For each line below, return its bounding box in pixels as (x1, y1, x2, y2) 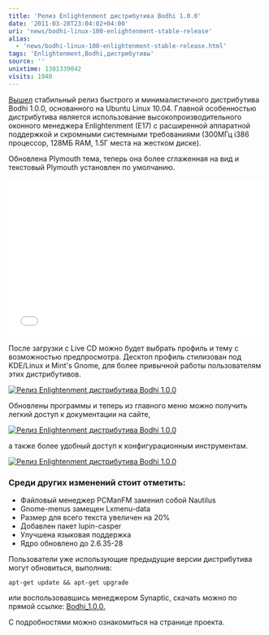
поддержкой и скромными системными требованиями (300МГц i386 (8, 129, 249, 139)
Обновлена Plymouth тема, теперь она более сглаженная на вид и (8, 154, 240, 163)
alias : (8, 34, 31, 43)
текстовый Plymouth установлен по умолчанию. (8, 162, 176, 172)
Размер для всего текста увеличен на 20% (20, 512, 171, 522)
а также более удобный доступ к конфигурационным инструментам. (8, 441, 248, 450)
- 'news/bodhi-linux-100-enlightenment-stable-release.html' (15, 42, 228, 50)
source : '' (8, 58, 46, 66)
